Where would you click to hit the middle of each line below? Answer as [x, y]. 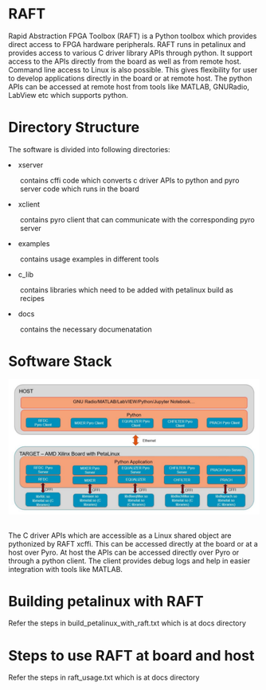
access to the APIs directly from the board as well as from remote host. [125, 61]
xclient [29, 204]
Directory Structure [74, 127]
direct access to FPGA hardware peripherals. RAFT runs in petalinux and [127, 44]
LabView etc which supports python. [68, 95]
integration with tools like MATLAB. [66, 569]
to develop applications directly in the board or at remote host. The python [130, 78]
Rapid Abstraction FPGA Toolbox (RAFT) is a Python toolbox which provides [133, 36]
